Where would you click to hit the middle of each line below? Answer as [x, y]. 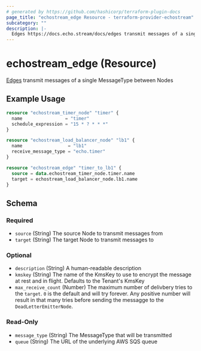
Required [20, 220]
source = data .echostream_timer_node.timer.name [73, 173]
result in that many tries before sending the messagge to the [89, 300]
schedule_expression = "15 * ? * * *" [60, 124]
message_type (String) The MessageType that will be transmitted [93, 335]
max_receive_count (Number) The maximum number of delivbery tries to [103, 288]
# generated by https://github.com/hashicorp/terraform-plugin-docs [93, 12]
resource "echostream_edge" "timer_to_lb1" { [64, 168]
